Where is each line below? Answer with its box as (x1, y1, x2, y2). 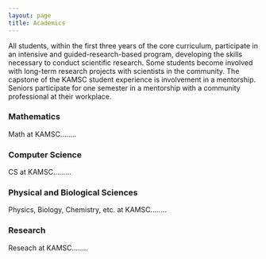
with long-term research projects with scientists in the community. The (8, 66, 240, 75)
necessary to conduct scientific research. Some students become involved (8, 57, 253, 68)
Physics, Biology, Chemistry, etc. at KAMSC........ (8, 205, 167, 215)
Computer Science (8, 149, 82, 160)
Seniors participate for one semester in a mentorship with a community (8, 83, 241, 92)
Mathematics (8, 111, 61, 122)
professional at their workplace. (8, 91, 112, 101)
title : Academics (8, 19, 66, 27)
